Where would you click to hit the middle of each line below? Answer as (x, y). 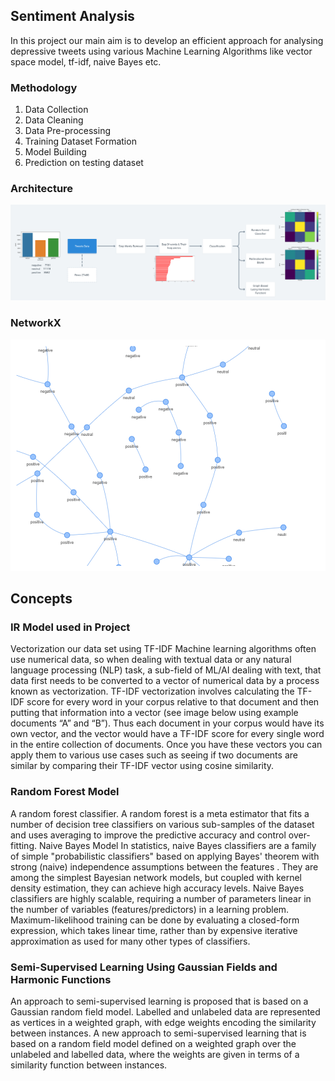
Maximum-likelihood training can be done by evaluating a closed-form (155, 920)
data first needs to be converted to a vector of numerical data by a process (165, 681)
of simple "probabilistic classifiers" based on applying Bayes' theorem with (165, 856)
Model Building (55, 152)
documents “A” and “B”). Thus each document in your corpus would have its (167, 723)
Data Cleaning (54, 120)
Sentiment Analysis (72, 16)
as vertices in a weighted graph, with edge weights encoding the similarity (163, 1023)
